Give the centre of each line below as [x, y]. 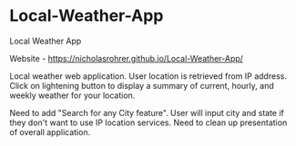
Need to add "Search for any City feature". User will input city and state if [147, 112]
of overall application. [50, 131]
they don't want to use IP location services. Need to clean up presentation [148, 122]
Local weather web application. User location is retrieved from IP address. [148, 76]
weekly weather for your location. [72, 95]
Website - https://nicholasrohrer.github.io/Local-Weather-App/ [127, 58]
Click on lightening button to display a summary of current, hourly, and [142, 85]
